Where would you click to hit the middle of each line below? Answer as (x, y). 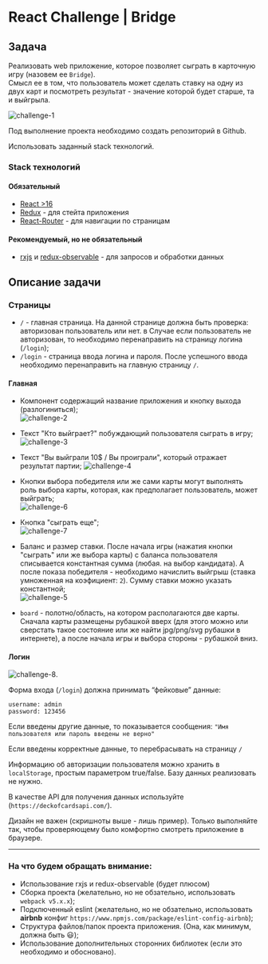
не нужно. (26, 782)
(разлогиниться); (49, 410)
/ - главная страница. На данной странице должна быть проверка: (134, 322)
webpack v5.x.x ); (47, 901)
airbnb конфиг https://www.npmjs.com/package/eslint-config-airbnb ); (136, 918)
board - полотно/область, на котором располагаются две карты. (130, 613)
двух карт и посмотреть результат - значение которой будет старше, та (131, 91)
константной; (43, 589)
